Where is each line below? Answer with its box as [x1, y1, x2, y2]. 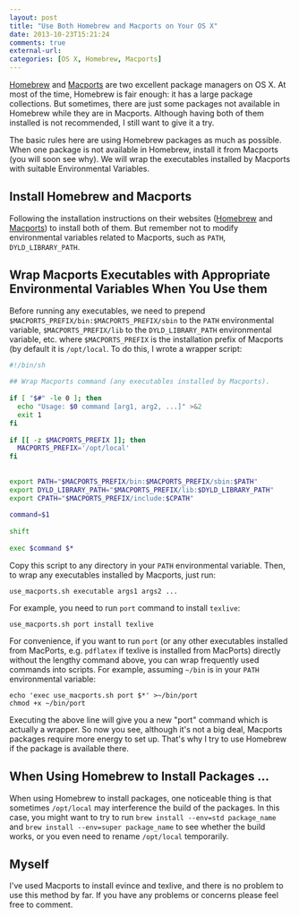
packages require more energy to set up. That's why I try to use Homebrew [9, 733, 287, 744]
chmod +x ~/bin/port [9, 698, 87, 707]
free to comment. [9, 899, 73, 910]
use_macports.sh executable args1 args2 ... [9, 587, 178, 596]
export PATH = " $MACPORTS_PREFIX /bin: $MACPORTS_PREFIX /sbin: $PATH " [9, 476, 258, 486]
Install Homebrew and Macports [9, 189, 192, 204]
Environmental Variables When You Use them [9, 281, 268, 296]
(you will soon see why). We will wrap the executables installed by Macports [9, 154, 291, 164]
